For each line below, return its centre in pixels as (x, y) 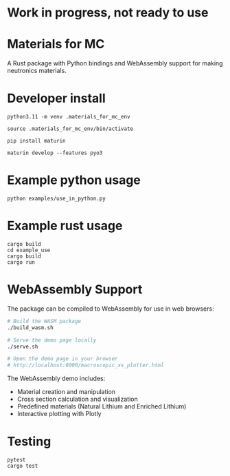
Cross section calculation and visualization (78, 399)
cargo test (23, 466)
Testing (29, 442)
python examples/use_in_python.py (57, 198)
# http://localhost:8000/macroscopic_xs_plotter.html (86, 365)
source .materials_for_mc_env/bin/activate (70, 129)
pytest (16, 460)
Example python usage (74, 180)
